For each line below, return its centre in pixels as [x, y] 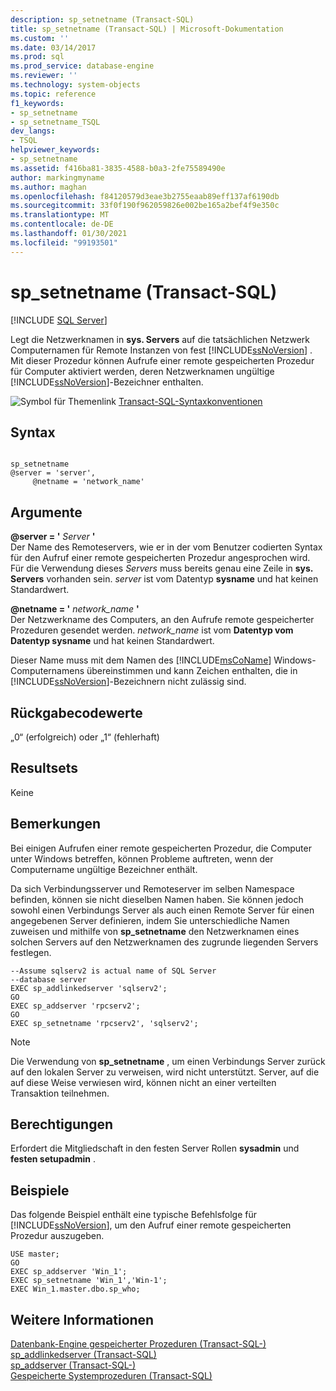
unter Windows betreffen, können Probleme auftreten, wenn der [142, 858]
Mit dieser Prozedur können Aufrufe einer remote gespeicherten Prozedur [162, 360]
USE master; [35, 1254]
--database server [48, 979]
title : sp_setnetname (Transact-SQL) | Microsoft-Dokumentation [147, 29]
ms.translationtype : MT [60, 215]
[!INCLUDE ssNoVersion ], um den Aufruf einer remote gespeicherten [151, 1225]
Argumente [46, 512]
